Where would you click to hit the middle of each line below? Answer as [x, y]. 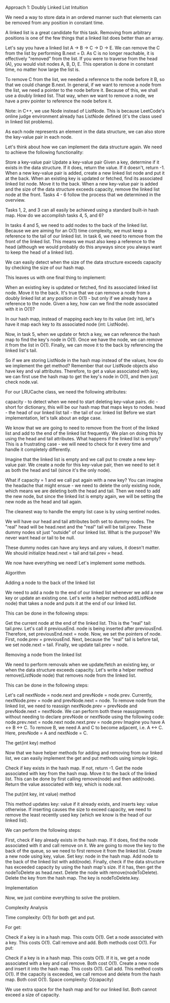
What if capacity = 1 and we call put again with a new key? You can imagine [84, 480]
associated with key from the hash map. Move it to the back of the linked [81, 773]
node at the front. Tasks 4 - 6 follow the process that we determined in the [83, 195]
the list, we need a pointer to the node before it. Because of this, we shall [82, 90]
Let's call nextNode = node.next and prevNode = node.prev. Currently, [79, 695]
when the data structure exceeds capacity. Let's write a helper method [79, 670]
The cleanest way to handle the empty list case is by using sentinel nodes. [83, 511]
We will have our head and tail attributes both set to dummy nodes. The [80, 521]
